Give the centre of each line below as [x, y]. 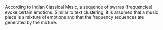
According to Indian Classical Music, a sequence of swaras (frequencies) [79, 7]
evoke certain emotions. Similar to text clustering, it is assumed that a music [82, 12]
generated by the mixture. [31, 22]
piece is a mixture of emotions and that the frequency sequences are [75, 17]
